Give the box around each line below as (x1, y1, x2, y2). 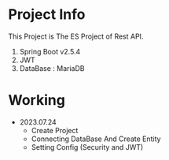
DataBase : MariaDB (19, 63, 85, 73)
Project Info (8, 6, 86, 24)
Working (8, 91, 65, 110)
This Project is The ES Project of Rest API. (8, 32, 144, 41)
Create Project (31, 125, 79, 135)
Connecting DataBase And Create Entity (31, 134, 161, 143)
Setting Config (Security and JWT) (31, 142, 144, 151)
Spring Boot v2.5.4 (19, 47, 81, 56)
